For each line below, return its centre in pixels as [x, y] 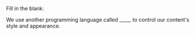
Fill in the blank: [25, 8]
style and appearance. [33, 26]
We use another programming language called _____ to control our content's [98, 20]
